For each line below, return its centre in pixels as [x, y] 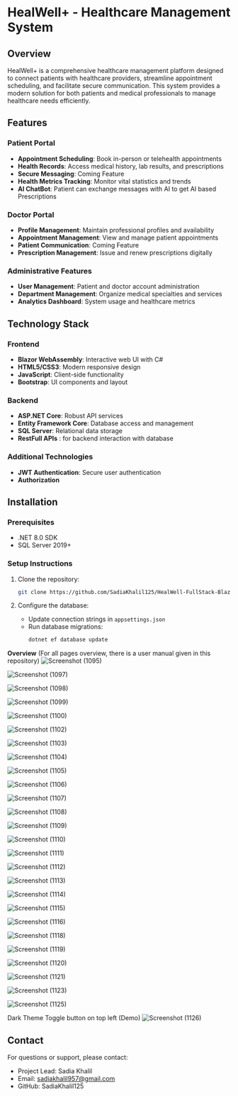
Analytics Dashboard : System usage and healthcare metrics [106, 301]
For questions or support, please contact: [68, 1058]
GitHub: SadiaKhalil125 [51, 1086]
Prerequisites [31, 522]
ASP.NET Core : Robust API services [70, 416]
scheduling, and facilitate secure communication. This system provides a [114, 85]
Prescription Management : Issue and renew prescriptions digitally [115, 252]
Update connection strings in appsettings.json [97, 619]
